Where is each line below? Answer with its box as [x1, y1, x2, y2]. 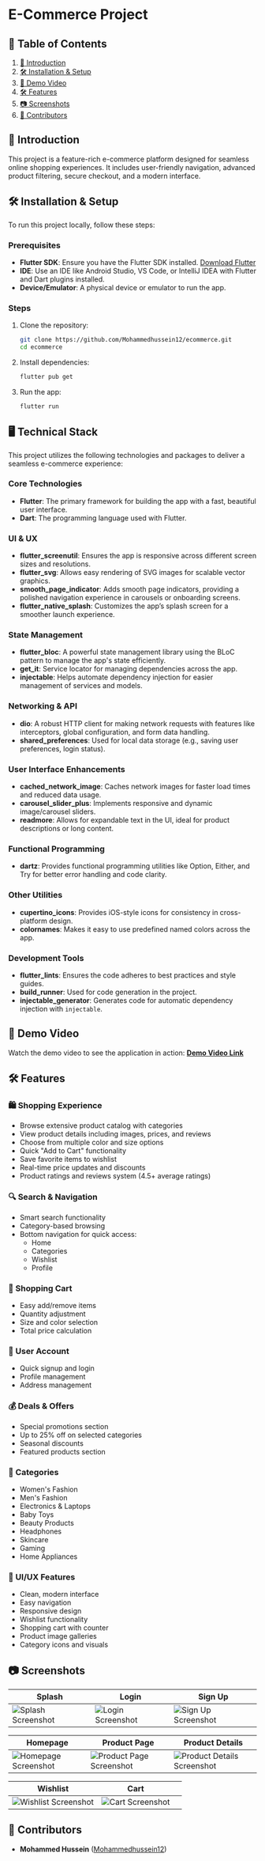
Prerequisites [8, 240, 61, 251]
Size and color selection [19, 1318, 99, 1326]
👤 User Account [8, 1345, 69, 1356]
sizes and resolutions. [19, 559, 91, 569]
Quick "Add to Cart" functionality [19, 1146, 127, 1156]
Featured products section [19, 1447, 106, 1456]
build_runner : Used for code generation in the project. [19, 987, 197, 997]
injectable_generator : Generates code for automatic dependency [19, 995, 233, 1005]
